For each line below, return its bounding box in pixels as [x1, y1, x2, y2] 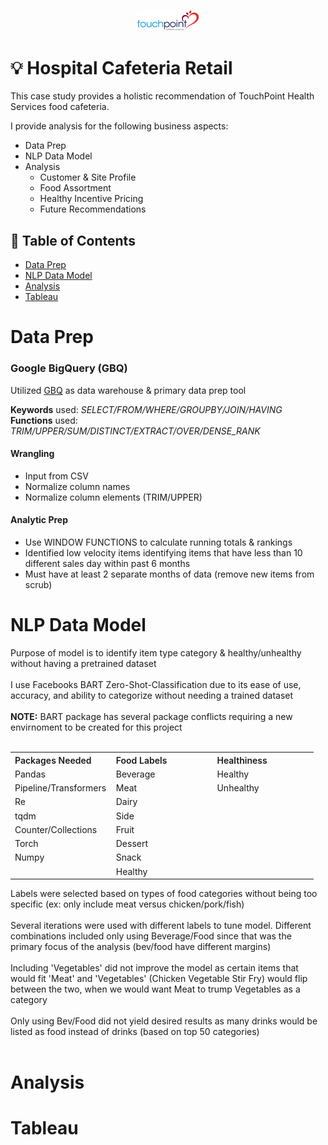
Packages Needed [14, 754, 92, 766]
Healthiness [216, 754, 268, 766]
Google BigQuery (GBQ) [10, 361, 128, 375]
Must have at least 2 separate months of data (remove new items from [24, 568, 315, 580]
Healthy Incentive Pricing [39, 193, 144, 205]
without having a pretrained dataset [10, 658, 157, 670]
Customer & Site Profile [39, 171, 137, 184]
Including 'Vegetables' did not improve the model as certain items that [10, 962, 299, 974]
